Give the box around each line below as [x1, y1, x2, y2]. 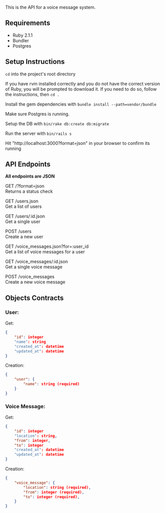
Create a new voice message [5, 279, 65, 285]
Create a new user [5, 234, 44, 240]
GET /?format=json [5, 183, 45, 189]
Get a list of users [5, 203, 42, 209]
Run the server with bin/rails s [5, 130, 72, 136]
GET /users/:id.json [5, 213, 45, 219]
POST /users [5, 229, 32, 235]
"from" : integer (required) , [23, 489, 85, 495]
